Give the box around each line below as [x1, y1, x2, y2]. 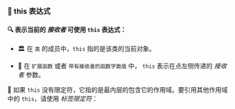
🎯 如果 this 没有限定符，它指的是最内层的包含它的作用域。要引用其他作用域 [7, 86, 228, 94]
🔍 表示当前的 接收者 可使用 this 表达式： [7, 25, 127, 33]
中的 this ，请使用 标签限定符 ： [7, 94, 98, 103]
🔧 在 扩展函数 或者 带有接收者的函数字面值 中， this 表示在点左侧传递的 [17, 62, 213, 70]
